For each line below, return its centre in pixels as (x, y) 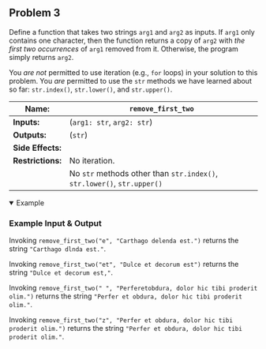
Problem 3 (35, 13)
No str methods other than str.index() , (143, 173)
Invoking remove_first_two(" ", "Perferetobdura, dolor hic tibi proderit (133, 288)
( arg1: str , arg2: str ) (111, 122)
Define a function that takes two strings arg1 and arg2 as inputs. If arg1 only (132, 32)
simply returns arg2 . (41, 57)
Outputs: (30, 135)
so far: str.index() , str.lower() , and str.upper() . (91, 89)
